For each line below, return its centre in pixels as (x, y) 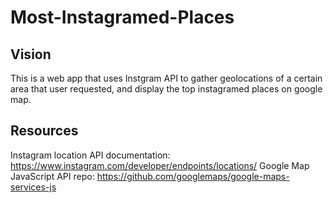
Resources (44, 131)
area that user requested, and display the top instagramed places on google (166, 89)
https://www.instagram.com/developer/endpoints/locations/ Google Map (160, 165)
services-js (33, 187)
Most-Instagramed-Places (122, 17)
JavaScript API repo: (52, 176)
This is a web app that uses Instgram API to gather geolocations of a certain (166, 78)
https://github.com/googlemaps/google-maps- (193, 176)
